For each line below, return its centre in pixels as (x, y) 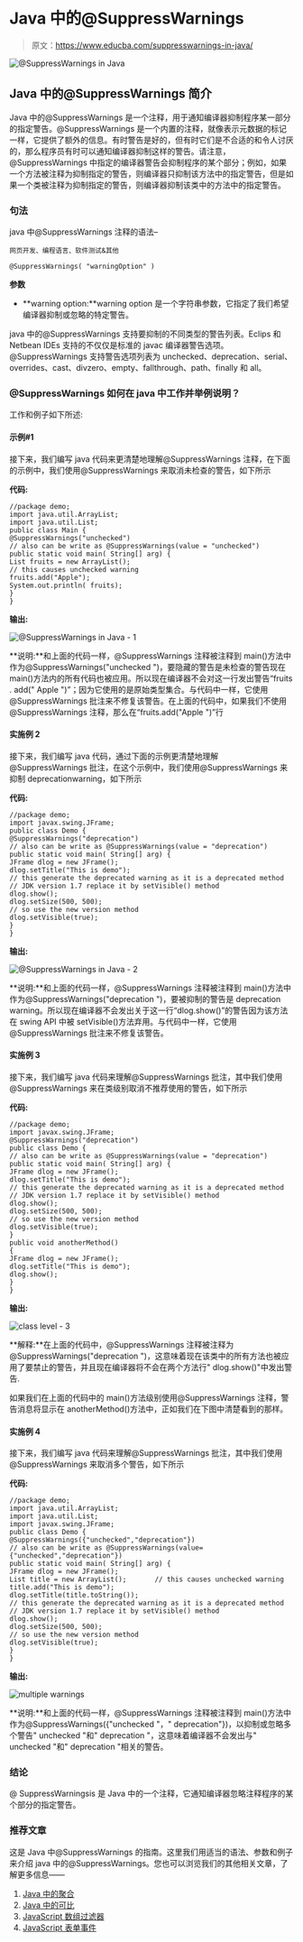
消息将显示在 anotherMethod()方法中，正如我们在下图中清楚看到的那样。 (152, 1409)
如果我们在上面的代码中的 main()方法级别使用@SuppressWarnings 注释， (145, 1397)
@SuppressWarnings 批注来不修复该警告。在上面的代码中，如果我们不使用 (148, 701)
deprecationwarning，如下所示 (84, 778)
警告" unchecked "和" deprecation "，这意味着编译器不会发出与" (137, 1735)
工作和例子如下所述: (46, 415)
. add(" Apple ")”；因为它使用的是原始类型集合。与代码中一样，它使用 (139, 689)
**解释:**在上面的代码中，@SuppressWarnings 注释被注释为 (122, 1344)
